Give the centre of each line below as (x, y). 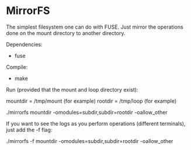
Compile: (17, 67)
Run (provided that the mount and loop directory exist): (72, 89)
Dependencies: (24, 44)
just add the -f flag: (29, 130)
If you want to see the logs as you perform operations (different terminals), (96, 123)
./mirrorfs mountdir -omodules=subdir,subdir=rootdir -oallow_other (87, 112)
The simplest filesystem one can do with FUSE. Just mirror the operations (95, 27)
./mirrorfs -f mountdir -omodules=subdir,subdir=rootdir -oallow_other (90, 141)
